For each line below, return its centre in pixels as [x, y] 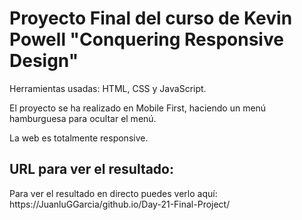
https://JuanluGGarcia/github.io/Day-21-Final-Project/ [120, 204]
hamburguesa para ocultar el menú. [83, 118]
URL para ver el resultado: [91, 169]
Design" [44, 61]
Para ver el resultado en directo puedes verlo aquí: [113, 193]
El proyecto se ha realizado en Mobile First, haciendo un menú [138, 108]
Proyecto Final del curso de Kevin [151, 18]
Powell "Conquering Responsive [146, 39]
